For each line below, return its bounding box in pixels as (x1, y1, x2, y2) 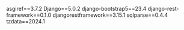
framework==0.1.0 (6, 11, 52, 19)
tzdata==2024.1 (6, 18, 45, 25)
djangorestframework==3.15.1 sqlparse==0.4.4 (52, 11, 168, 19)
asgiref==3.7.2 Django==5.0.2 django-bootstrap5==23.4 (6, 5, 147, 12)
